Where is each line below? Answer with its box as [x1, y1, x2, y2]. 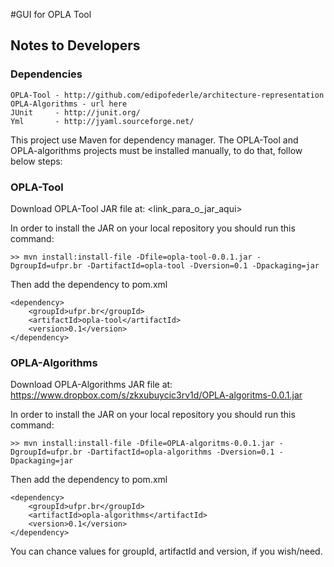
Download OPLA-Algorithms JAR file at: [10, 379, 173, 391]
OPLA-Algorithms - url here [10, 99, 128, 109]
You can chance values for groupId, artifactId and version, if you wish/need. [10, 545, 323, 558]
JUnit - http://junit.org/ [10, 107, 141, 118]
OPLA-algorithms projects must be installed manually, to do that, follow [10, 144, 303, 156]
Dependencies [10, 67, 83, 81]
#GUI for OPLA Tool [10, 9, 92, 20]
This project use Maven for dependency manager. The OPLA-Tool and [10, 134, 299, 146]
